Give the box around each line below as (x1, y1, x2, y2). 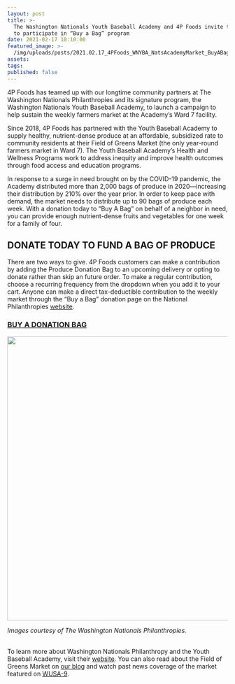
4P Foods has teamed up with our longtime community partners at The (7, 88, 211, 97)
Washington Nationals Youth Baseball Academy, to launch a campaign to (7, 103, 217, 111)
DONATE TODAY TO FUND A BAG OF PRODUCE (7, 239, 215, 251)
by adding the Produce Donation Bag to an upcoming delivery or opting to (7, 265, 220, 273)
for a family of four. (7, 219, 63, 227)
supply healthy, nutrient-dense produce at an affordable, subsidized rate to (7, 131, 224, 140)
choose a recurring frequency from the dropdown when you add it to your (7, 280, 220, 289)
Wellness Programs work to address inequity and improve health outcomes (7, 153, 224, 162)
